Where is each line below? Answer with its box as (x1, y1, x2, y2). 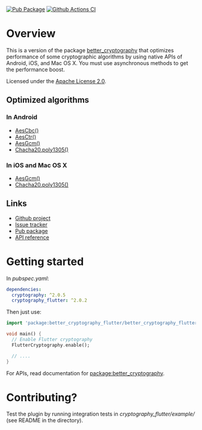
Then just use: (6, 308, 42, 316)
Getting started (6, 255, 84, 268)
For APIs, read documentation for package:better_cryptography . (6, 369, 165, 376)
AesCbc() (14, 126, 39, 134)
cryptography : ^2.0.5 (11, 292, 66, 298)
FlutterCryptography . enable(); (11, 342, 90, 348)
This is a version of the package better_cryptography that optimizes (6, 46, 174, 54)
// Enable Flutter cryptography (11, 337, 93, 343)
